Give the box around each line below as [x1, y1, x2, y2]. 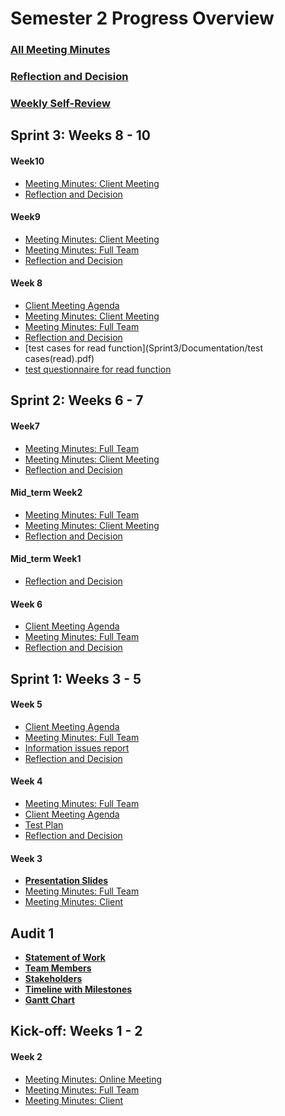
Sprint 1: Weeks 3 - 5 [10, 670, 142, 687]
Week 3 [10, 852, 43, 864]
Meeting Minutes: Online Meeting [24, 1073, 163, 1085]
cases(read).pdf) [24, 352, 95, 364]
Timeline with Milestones [24, 983, 133, 995]
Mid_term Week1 [10, 553, 82, 565]
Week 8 [10, 277, 43, 289]
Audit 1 [10, 925, 55, 942]
